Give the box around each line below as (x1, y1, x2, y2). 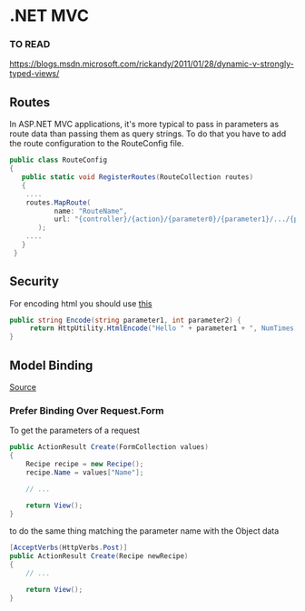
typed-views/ (9, 68, 60, 79)
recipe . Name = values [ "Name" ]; (25, 467, 144, 477)
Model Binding (9, 357, 93, 373)
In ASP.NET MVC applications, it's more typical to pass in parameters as (9, 119, 280, 130)
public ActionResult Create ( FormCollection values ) (9, 443, 209, 452)
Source (9, 382, 36, 393)
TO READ (9, 38, 51, 51)
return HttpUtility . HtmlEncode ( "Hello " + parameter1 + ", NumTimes (29, 324, 295, 333)
